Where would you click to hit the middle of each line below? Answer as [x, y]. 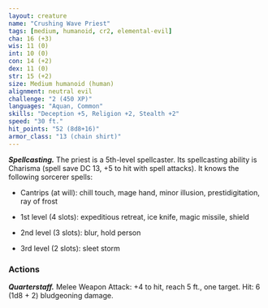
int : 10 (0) [28, 53]
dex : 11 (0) [28, 69]
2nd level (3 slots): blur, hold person [80, 233]
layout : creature [38, 16]
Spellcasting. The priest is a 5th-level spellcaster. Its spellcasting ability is [133, 160]
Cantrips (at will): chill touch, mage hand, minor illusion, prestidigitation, [140, 192]
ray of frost [39, 201]
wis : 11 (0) [28, 46]
